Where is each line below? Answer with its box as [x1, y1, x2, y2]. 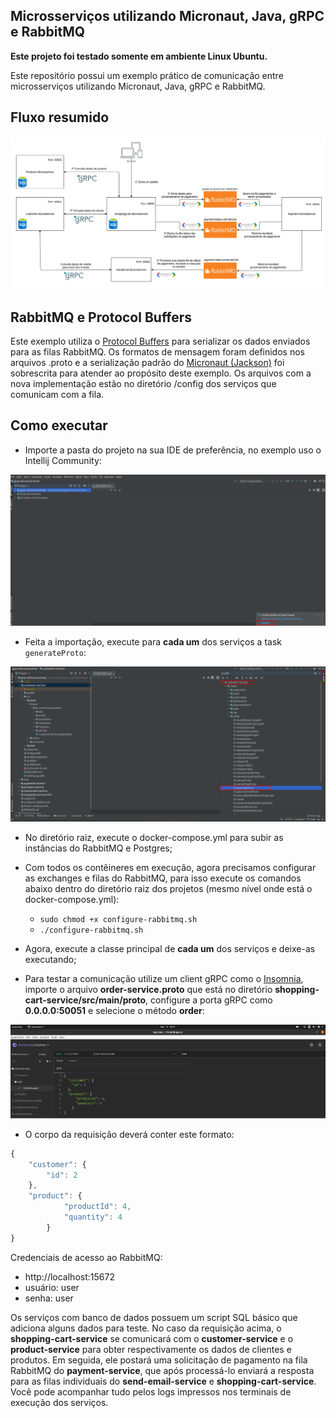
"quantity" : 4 [63, 1212, 123, 1223]
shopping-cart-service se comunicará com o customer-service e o [10, 1332, 294, 1344]
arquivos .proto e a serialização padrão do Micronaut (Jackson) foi [10, 357, 285, 369]
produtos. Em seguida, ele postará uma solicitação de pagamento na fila [10, 1354, 308, 1366]
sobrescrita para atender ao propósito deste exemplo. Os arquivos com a [10, 367, 312, 379]
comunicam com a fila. [10, 389, 105, 401]
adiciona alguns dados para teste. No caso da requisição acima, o [10, 1322, 282, 1334]
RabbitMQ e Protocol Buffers [10, 309, 193, 326]
